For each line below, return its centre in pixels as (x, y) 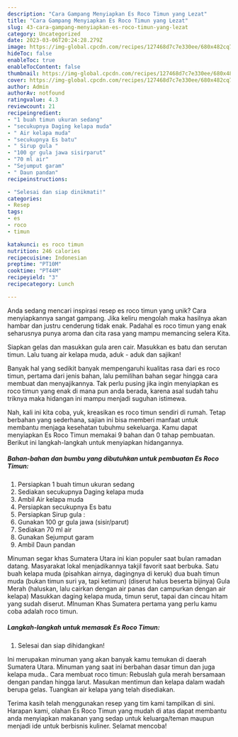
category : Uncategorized (44, 34)
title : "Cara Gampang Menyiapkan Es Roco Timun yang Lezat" (98, 21)
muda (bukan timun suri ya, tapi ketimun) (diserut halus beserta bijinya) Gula (119, 581)
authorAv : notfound (36, 93)
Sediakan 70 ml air (45, 529)
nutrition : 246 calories (44, 251)
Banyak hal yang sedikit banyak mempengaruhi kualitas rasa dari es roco (114, 368)
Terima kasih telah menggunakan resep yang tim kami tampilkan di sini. (111, 703)
